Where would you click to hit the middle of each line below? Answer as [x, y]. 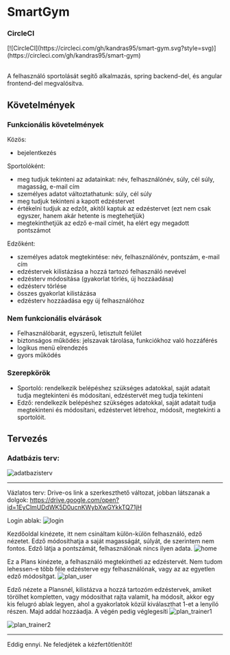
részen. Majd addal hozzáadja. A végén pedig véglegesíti [88, 612]
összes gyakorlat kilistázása [56, 294]
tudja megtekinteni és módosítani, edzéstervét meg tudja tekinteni [110, 395]
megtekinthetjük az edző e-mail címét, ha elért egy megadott [103, 223]
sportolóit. [31, 417]
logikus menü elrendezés [52, 348]
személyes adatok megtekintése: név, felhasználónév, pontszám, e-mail [118, 257]
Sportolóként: [26, 166]
